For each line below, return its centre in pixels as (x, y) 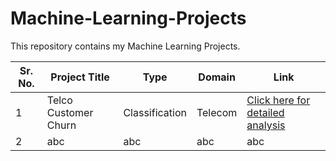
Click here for (278, 100)
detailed (265, 112)
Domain (217, 77)
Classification (155, 112)
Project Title (80, 77)
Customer (70, 112)
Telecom (217, 112)
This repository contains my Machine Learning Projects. (125, 46)
